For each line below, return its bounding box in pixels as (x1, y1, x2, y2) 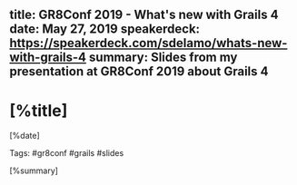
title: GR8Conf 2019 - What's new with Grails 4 (9, 7, 279, 23)
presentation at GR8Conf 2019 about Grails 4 (9, 63, 269, 80)
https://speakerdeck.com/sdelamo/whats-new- (9, 35, 288, 51)
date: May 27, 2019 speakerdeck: (9, 22, 201, 37)
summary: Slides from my (89, 50, 238, 65)
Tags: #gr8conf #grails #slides (9, 148, 124, 159)
